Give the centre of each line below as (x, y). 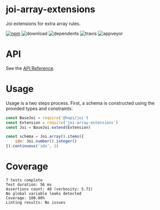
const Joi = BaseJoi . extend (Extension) (48, 127)
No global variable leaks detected (44, 194)
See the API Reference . (30, 68)
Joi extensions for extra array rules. (43, 24)
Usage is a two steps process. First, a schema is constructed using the (80, 103)
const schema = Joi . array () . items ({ (45, 136)
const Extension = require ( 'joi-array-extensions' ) (62, 123)
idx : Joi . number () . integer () (46, 142)
